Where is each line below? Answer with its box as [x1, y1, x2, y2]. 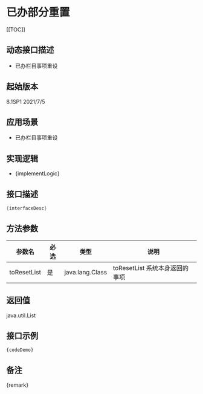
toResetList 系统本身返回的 [112, 263, 189, 272]
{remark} [6, 381, 29, 389]
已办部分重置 [6, 5, 71, 19]
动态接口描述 [6, 45, 54, 55]
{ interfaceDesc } [6, 205, 47, 212]
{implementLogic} [14, 170, 60, 177]
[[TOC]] [6, 25, 25, 33]
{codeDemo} [6, 347, 34, 354]
